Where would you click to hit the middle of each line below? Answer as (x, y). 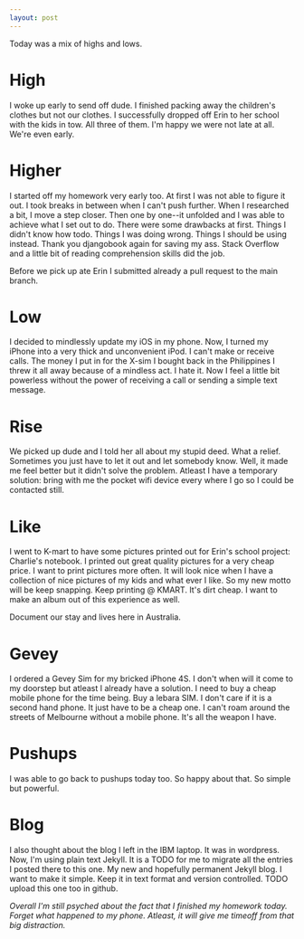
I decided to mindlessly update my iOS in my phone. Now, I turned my (139, 342)
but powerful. (34, 789)
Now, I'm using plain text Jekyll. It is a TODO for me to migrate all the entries (152, 859)
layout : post (34, 18)
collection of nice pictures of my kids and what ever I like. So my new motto (150, 581)
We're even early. (42, 134)
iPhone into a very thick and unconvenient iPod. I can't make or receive (142, 351)
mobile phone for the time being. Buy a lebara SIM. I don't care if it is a (141, 698)
